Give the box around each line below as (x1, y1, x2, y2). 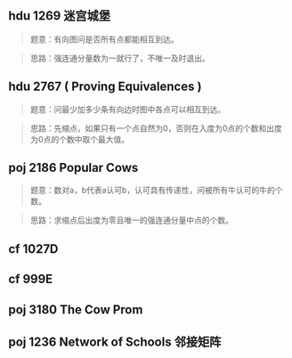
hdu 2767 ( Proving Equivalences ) (8, 79, 202, 94)
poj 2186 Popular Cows (8, 160, 139, 175)
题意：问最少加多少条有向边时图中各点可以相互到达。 (29, 103, 226, 114)
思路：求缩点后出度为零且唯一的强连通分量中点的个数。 (29, 215, 233, 225)
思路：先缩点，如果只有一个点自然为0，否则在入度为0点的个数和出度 (29, 123, 282, 134)
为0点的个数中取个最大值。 (29, 134, 130, 144)
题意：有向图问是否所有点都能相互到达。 (29, 34, 179, 45)
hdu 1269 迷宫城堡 (8, 8, 110, 24)
